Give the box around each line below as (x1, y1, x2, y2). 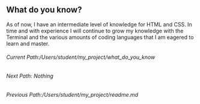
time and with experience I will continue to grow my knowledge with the (6, 27, 184, 34)
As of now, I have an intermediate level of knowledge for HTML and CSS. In (6, 20, 192, 28)
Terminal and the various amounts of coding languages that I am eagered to (6, 33, 194, 41)
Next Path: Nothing (6, 72, 54, 80)
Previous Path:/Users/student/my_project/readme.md (6, 91, 139, 98)
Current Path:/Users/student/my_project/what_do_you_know (6, 54, 156, 61)
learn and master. (6, 40, 50, 47)
